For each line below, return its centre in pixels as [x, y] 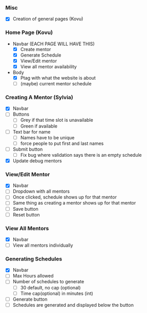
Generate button [30, 299]
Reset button [26, 214]
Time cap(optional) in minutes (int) [57, 293]
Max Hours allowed [33, 276]
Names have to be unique [47, 137]
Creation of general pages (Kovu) [48, 19]
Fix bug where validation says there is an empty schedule [81, 155]
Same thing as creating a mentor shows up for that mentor [74, 203]
